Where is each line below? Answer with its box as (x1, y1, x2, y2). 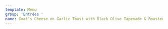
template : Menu (5, 7, 37, 12)
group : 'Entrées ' (5, 12, 43, 17)
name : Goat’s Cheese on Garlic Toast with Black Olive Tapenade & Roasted (5, 16, 164, 21)
